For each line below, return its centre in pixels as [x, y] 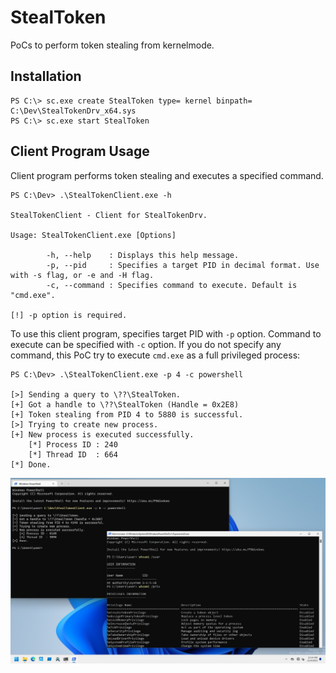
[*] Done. [31, 464]
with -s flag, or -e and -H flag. [82, 275]
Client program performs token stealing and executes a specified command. [167, 175]
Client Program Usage [80, 151]
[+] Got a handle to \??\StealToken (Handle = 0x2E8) [125, 404]
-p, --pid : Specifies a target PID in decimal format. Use [183, 265]
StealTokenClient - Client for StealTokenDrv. [109, 215]
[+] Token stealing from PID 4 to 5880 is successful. [127, 414]
